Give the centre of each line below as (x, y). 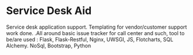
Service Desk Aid (49, 11)
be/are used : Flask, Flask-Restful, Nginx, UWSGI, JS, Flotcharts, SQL (90, 39)
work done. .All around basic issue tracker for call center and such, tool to (95, 33)
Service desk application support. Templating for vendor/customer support (97, 27)
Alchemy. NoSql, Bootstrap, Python (49, 46)
